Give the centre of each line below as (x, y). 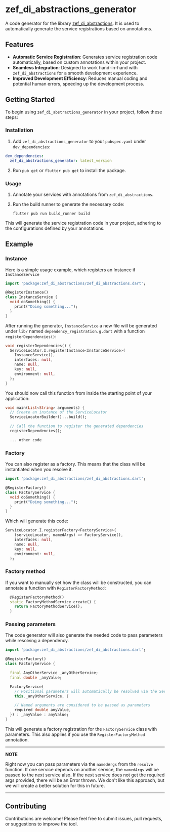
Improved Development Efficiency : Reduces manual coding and (80, 78)
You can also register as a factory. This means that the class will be (75, 464)
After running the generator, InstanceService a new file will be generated (81, 325)
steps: (12, 117)
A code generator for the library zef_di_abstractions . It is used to (72, 23)
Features (19, 45)
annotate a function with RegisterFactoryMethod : (56, 588)
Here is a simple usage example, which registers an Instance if (70, 270)
